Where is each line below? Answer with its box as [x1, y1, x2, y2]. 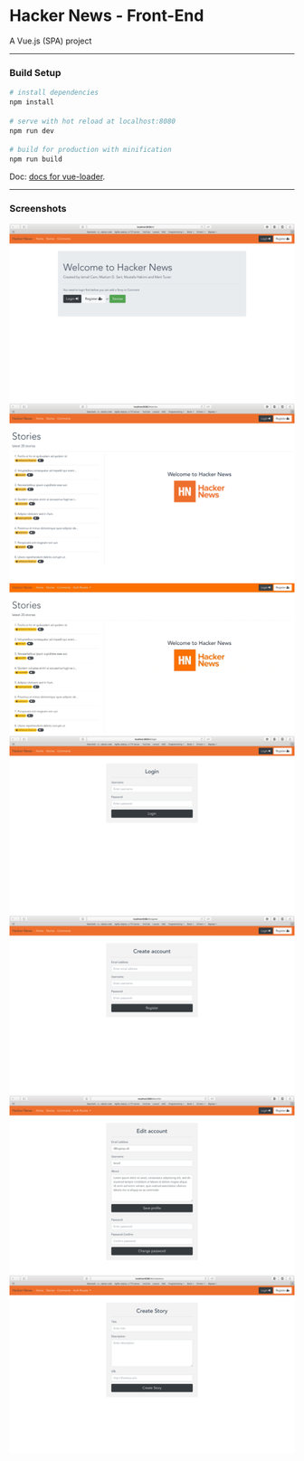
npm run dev [9, 126, 54, 136]
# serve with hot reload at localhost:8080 [9, 117, 176, 126]
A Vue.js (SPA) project [9, 35, 92, 46]
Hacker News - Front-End [9, 5, 204, 26]
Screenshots [9, 203, 67, 215]
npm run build [9, 155, 63, 164]
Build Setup [9, 66, 62, 79]
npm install [9, 98, 54, 107]
